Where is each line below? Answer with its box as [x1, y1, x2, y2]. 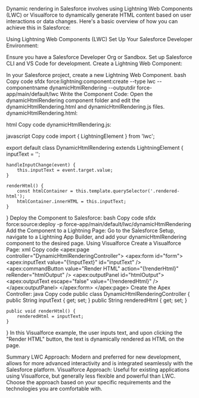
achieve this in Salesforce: [6, 24, 71, 31]
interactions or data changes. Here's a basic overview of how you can [6, 18, 178, 24]
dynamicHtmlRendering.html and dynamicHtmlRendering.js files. [6, 103, 165, 110]
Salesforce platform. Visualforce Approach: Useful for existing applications [6, 366, 189, 373]
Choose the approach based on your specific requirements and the [6, 379, 171, 385]
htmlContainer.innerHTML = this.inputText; [17, 199, 127, 205]
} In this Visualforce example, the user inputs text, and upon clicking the [6, 329, 183, 336]
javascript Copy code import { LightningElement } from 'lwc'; [6, 132, 155, 140]
